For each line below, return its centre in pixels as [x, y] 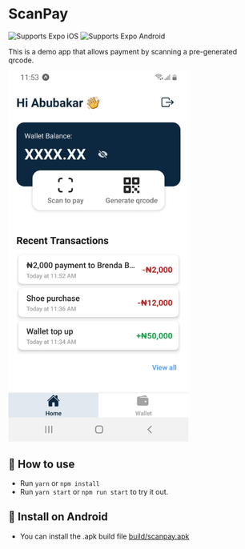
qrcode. [21, 60]
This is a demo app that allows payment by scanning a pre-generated [123, 51]
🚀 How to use [42, 464]
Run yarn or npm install [60, 483]
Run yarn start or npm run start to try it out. [94, 491]
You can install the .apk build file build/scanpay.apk [104, 536]
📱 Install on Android [58, 517]
